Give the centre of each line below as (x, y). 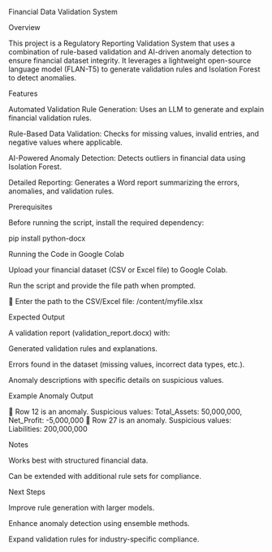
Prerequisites (30, 207)
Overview (24, 27)
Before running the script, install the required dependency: (106, 222)
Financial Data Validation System (63, 12)
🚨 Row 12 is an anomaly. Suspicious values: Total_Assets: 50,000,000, (125, 411)
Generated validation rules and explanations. (83, 348)
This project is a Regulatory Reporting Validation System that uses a (122, 43)
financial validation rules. (50, 118)
